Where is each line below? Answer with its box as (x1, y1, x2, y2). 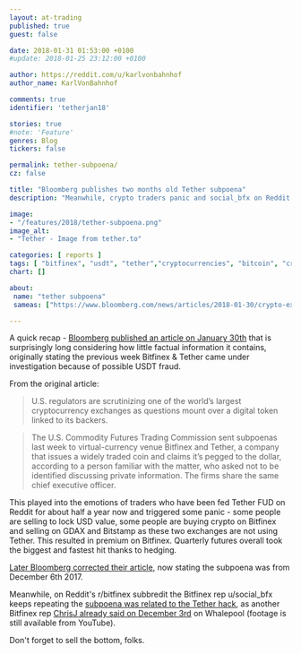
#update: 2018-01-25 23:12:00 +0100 (9, 55, 146, 64)
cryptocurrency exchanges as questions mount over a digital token (30, 405, 279, 417)
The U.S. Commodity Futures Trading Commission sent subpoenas (30, 432, 278, 443)
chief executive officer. (30, 480, 116, 491)
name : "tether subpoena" (13, 292, 106, 301)
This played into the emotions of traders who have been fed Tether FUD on (9, 497, 286, 508)
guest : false (9, 30, 58, 39)
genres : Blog (9, 136, 58, 145)
